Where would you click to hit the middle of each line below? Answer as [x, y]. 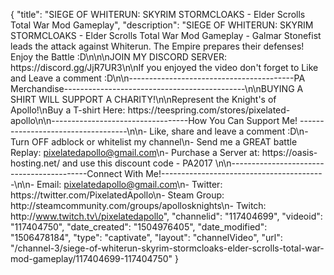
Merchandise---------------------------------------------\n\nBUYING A [157, 88]
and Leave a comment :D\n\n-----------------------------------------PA [158, 78]
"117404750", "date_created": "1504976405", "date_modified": [139, 227]
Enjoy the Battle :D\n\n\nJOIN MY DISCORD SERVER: [118, 57]
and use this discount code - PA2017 [137, 163]
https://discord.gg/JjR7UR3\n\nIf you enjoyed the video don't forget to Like [164, 67]
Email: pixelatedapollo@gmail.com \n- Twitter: [129, 184]
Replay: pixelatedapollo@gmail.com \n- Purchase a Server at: [135, 152]
